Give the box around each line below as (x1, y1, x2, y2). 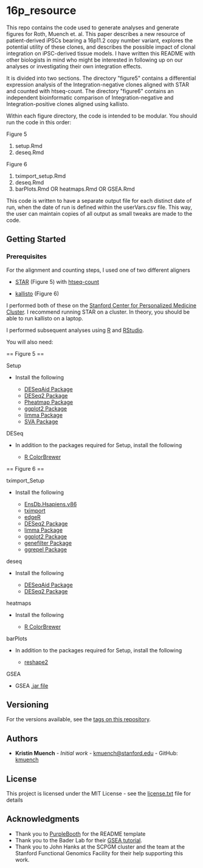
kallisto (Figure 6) (15, 290, 60, 297)
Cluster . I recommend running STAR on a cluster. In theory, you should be (6, 308, 190, 316)
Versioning (6, 700, 49, 710)
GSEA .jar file (15, 682, 49, 689)
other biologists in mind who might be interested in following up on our (6, 56, 184, 63)
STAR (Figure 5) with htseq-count (15, 278, 99, 285)
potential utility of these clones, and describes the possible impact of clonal (6, 43, 196, 51)
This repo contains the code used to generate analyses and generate (6, 24, 179, 31)
